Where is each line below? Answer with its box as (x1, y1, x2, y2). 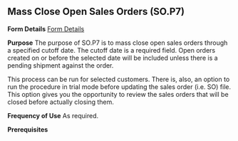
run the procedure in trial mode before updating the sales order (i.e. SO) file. (7, 82, 232, 91)
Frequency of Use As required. (7, 111, 99, 120)
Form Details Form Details (7, 24, 85, 33)
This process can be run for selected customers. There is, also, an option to (7, 75, 230, 83)
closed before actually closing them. (7, 98, 114, 106)
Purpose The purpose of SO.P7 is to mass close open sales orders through (7, 38, 228, 47)
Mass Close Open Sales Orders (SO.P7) (7, 6, 185, 18)
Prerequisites (7, 125, 48, 134)
